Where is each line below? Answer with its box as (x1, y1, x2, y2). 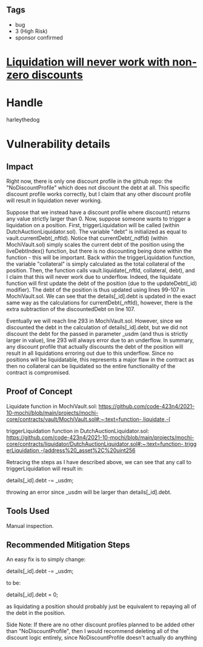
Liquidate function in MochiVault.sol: (6, 402, 98, 409)
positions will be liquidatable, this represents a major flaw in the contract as (6, 355, 195, 363)
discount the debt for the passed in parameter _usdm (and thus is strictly (6, 330, 188, 337)
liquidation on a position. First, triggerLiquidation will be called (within (6, 221, 180, 228)
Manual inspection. (6, 522, 54, 529)
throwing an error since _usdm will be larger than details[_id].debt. (6, 488, 171, 496)
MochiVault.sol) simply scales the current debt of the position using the (6, 241, 185, 248)
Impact (6, 161, 33, 172)
